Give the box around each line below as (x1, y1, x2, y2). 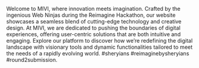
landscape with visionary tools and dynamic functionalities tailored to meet (6, 43, 193, 51)
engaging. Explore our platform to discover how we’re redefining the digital (6, 37, 193, 44)
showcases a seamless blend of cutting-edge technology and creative (6, 18, 182, 25)
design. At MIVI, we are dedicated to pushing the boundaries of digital (6, 24, 181, 31)
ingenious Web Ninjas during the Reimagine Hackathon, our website (6, 11, 176, 19)
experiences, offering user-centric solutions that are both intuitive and (6, 31, 181, 38)
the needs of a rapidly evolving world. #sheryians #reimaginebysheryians (6, 50, 189, 57)
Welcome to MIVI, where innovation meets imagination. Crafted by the (6, 5, 181, 12)
